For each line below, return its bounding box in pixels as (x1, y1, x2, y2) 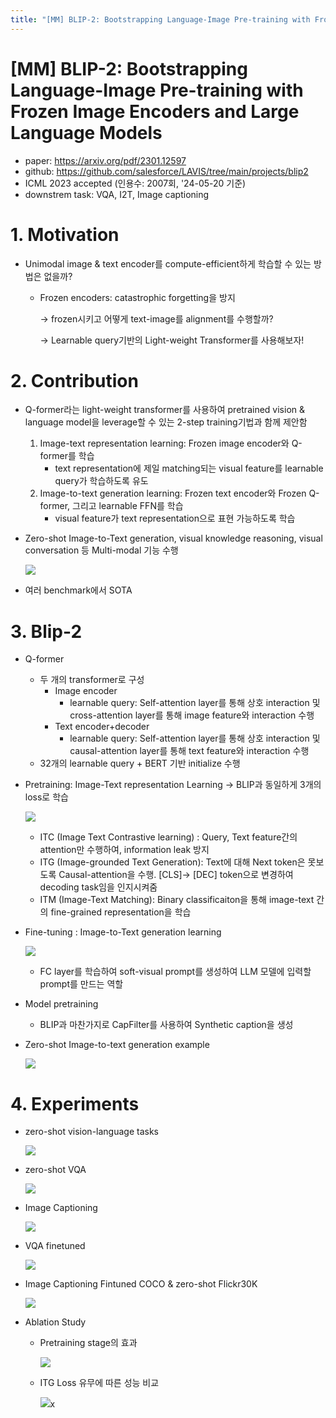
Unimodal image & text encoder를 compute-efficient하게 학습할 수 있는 (24, 257, 312, 270)
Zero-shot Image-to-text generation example (24, 1039, 210, 1051)
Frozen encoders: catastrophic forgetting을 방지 (39, 291, 236, 303)
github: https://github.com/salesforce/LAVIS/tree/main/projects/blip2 (24, 165, 309, 177)
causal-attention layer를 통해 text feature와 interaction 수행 (69, 745, 310, 757)
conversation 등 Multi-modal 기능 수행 (24, 544, 179, 556)
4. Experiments (10, 1092, 140, 1115)
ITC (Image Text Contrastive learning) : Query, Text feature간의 (39, 831, 298, 843)
